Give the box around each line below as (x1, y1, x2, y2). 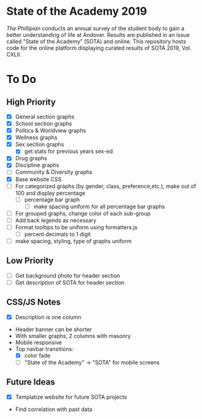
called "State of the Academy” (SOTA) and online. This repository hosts (6, 37, 187, 45)
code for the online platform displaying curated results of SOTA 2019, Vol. (6, 44, 192, 52)
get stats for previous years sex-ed (24, 147, 113, 155)
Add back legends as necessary (15, 216, 97, 224)
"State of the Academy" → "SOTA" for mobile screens (24, 358, 160, 366)
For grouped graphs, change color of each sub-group (15, 209, 151, 217)
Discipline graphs (15, 162, 59, 169)
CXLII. (6, 50, 22, 58)
